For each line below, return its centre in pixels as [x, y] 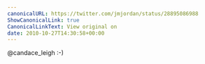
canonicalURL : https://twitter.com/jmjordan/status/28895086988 [103, 14]
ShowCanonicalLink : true [43, 20]
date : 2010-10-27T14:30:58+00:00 [56, 33]
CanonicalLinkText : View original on [62, 26]
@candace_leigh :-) [36, 53]
